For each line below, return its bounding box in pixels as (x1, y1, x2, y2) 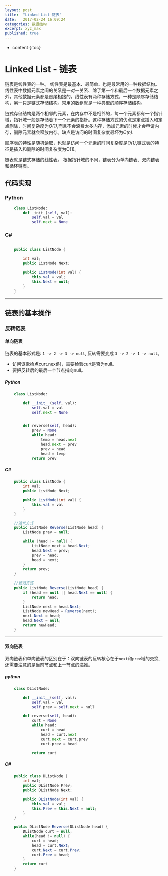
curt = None (31, 718, 57, 723)
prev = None (31, 428, 57, 433)
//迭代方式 (14, 520, 34, 526)
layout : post (5, 7, 32, 13)
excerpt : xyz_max (5, 26, 41, 31)
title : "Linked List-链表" (5, 12, 62, 17)
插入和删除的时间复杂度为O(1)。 (13, 146, 79, 152)
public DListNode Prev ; (23, 783, 72, 788)
